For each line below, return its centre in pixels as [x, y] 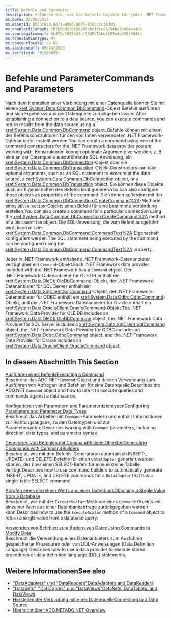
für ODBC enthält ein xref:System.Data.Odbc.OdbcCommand [100, 297]
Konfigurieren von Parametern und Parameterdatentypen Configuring [77, 406]
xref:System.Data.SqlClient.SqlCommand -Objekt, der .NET [67, 292]
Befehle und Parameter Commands [80, 78]
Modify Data [18, 533]
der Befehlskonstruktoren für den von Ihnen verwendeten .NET [71, 135]
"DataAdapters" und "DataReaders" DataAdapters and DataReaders [83, 583]
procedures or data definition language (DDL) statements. [66, 555]
